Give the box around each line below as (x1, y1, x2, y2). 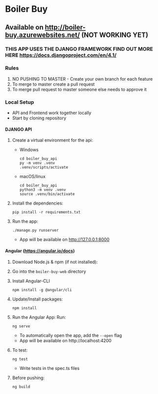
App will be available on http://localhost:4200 (19, 337, 112, 343)
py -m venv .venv (19, 161, 55, 166)
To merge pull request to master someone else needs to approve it (12, 86, 147, 92)
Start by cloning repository (12, 115, 66, 121)
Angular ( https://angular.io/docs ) (5, 247, 75, 254)
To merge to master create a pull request (12, 81, 95, 87)
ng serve (12, 324, 30, 329)
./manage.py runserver (12, 228, 59, 233)
